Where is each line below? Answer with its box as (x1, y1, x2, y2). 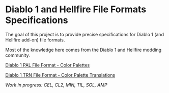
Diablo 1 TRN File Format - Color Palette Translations (5, 72, 116, 78)
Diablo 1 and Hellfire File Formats (5, 4, 147, 15)
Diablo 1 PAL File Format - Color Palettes (5, 62, 90, 68)
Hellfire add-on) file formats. (5, 37, 65, 43)
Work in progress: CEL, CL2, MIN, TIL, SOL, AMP (5, 82, 108, 88)
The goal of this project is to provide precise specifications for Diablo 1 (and (5, 31, 164, 37)
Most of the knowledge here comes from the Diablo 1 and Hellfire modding (5, 46, 162, 53)
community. (5, 52, 30, 58)
